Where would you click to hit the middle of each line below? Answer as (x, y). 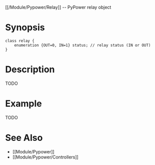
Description (30, 69)
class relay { (20, 41)
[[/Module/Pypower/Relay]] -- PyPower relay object (58, 7)
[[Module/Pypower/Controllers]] (45, 157)
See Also (24, 138)
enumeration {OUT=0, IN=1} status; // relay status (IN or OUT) (82, 45)
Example (23, 104)
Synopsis (25, 28)
